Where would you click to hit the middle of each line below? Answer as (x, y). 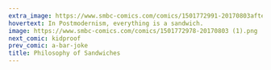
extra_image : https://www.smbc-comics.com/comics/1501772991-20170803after (138, 16)
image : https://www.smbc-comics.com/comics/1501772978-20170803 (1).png (133, 31)
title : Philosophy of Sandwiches (65, 53)
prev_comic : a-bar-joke (48, 46)
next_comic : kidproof (45, 38)
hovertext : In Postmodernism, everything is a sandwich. (106, 23)
